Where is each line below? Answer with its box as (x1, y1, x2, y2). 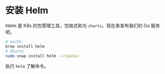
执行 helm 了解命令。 (5, 63, 49, 69)
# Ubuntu (5, 48, 24, 54)
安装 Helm (5, 5, 49, 16)
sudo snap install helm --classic (5, 53, 80, 59)
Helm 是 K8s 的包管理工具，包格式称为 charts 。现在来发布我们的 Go (5, 22, 150, 29)
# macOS (5, 39, 22, 44)
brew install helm (5, 44, 45, 49)
